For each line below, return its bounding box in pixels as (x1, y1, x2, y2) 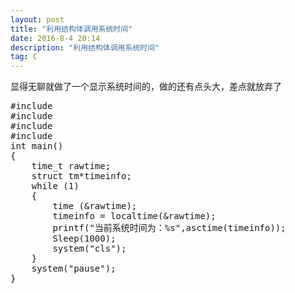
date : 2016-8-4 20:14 (10, 33, 101, 43)
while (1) (31, 181, 80, 192)
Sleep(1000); (52, 233, 117, 245)
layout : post (10, 14, 65, 25)
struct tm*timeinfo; (31, 171, 132, 182)
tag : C (10, 52, 38, 62)
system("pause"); (31, 263, 117, 275)
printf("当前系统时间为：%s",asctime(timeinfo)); (52, 222, 287, 234)
